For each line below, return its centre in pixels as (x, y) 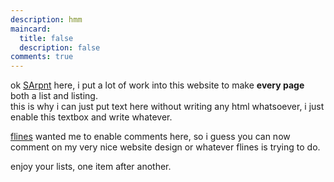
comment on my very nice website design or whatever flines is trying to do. (165, 147)
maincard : (31, 29)
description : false (60, 47)
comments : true (42, 57)
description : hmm (46, 19)
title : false (46, 38)
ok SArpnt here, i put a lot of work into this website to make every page (157, 85)
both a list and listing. (54, 96)
